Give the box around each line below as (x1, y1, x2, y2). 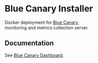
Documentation (4, 39, 54, 48)
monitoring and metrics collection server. (4, 24, 89, 30)
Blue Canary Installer (4, 3, 93, 14)
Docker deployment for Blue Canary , (4, 19, 80, 25)
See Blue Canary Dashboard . (4, 52, 64, 58)
